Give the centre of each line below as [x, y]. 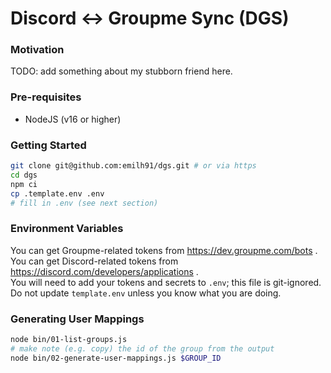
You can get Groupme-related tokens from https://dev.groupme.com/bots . [164, 250]
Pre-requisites [46, 97]
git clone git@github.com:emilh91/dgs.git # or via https [133, 166]
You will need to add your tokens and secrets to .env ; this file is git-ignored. [166, 282]
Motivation [37, 50]
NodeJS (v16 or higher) [73, 119]
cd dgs [24, 175]
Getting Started [48, 145]
